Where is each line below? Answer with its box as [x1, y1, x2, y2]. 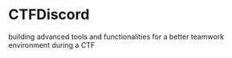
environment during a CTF [8, 40, 96, 49]
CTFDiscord [8, 6, 90, 24]
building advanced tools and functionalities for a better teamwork [8, 32, 225, 41]
